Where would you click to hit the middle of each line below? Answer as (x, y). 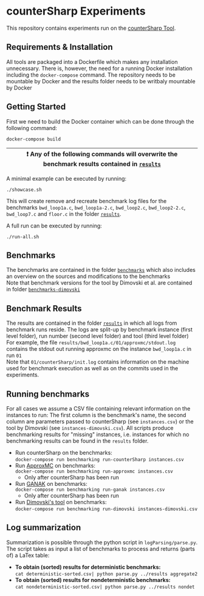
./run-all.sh (23, 237)
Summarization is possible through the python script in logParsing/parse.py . (102, 542)
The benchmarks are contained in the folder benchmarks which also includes (101, 270)
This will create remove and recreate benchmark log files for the (87, 201)
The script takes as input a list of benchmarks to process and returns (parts (101, 549)
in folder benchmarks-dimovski (43, 289)
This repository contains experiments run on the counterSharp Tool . (91, 28)
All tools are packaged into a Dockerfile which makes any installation (92, 61)
